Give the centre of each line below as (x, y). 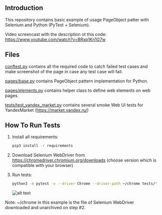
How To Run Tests (33, 125)
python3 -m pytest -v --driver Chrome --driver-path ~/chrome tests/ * (85, 184)
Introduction (24, 8)
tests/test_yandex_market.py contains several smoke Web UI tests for (74, 105)
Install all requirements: (35, 137)
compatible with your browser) (43, 165)
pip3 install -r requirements (43, 146)
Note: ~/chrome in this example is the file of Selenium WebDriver (70, 202)
